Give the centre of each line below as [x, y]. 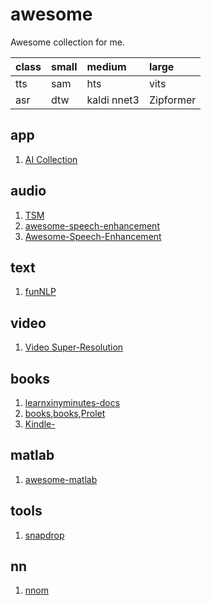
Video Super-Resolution [74, 347]
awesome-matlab [61, 479]
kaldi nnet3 [113, 100]
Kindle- [40, 424]
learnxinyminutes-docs [72, 402]
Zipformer [172, 100]
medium [106, 66]
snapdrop [44, 535]
